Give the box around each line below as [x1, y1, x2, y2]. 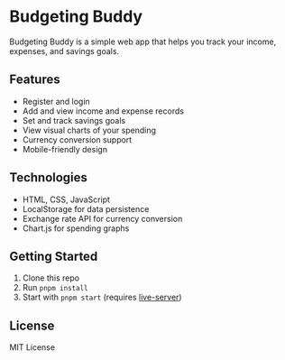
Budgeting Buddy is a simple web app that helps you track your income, [9, 36, 277, 47]
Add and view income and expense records [22, 106, 185, 116]
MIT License [9, 342, 56, 353]
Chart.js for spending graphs [22, 223, 130, 234]
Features [9, 72, 60, 88]
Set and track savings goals [22, 115, 126, 125]
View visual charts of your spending [22, 125, 156, 135]
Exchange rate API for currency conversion [22, 213, 183, 224]
